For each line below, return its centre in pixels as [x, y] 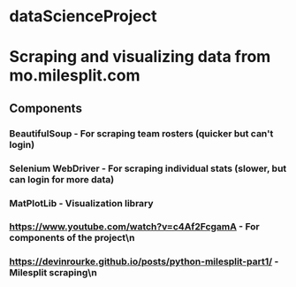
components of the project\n [72, 238]
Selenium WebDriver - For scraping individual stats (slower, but [148, 168]
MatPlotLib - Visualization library [81, 203]
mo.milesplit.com [75, 76]
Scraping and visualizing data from [140, 57]
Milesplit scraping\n [53, 273]
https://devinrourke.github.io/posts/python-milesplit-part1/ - [144, 261]
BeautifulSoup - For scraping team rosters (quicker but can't [141, 133]
